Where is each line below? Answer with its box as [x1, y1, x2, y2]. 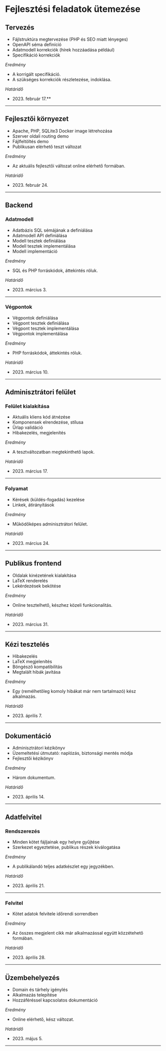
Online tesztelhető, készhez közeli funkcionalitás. [12, 602, 113, 608]
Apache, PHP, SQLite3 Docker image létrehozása [12, 128, 113, 134]
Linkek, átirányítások [12, 502, 54, 508]
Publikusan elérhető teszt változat [12, 144, 82, 150]
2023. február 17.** [12, 96, 51, 102]
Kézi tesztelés [5, 640, 49, 648]
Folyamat [5, 485, 28, 492]
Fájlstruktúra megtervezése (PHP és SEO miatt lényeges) [12, 36, 128, 42]
